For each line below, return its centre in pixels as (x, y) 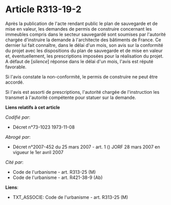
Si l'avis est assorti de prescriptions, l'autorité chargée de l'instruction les (82, 92)
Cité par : (15, 162)
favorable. (16, 67)
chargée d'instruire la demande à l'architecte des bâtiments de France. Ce (83, 40)
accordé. (15, 82)
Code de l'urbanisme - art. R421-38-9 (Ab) (58, 177)
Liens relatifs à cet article (33, 107)
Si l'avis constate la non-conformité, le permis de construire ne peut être (82, 76)
